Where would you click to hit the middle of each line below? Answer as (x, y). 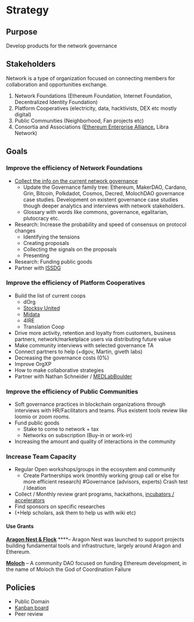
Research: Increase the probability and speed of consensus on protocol (100, 224)
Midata (31, 314)
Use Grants (20, 526)
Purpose (22, 32)
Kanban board (31, 608)
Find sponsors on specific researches (60, 507)
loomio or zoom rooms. (42, 417)
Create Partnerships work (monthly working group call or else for (101, 476)
